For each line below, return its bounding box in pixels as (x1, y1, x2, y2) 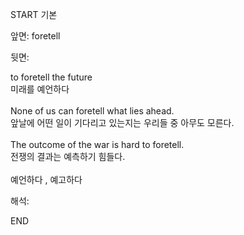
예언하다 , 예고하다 (10, 174, 83, 185)
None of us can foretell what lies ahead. (10, 105, 175, 117)
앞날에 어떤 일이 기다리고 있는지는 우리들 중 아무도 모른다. (10, 117, 235, 128)
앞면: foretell (10, 30, 61, 42)
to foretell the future (10, 71, 93, 83)
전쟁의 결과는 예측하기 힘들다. (10, 151, 126, 162)
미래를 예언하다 (10, 83, 70, 95)
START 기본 (10, 9, 58, 20)
